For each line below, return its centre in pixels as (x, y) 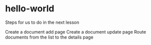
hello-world (30, 9)
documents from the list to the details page (49, 37)
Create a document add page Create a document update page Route (75, 32)
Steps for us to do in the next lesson (42, 22)
